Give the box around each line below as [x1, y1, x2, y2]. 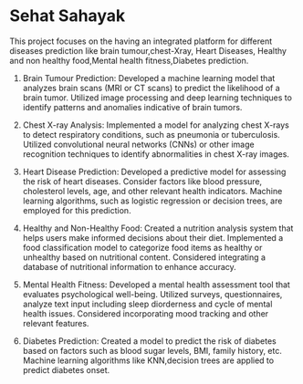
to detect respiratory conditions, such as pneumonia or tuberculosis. [22, 129, 280, 140]
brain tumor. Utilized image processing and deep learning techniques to [22, 92, 292, 103]
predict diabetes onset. [22, 364, 110, 375]
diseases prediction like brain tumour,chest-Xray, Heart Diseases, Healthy [9, 45, 287, 56]
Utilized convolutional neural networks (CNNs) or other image [22, 139, 255, 150]
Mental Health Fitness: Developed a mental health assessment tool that [22, 279, 290, 290]
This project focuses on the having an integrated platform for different [9, 36, 273, 47]
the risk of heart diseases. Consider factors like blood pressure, [22, 175, 263, 187]
